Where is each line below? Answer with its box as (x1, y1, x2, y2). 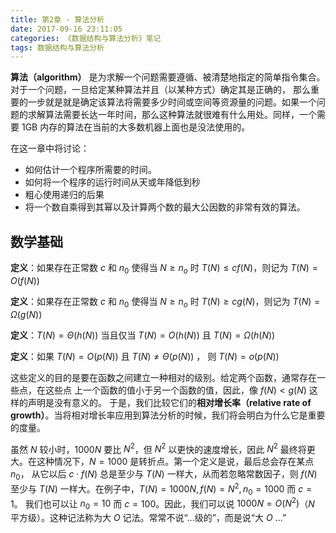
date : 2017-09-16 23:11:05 (10, 24, 123, 34)
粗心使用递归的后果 (24, 189, 105, 201)
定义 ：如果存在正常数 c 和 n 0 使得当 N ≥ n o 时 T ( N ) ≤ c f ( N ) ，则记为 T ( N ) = (10, 262, 318, 276)
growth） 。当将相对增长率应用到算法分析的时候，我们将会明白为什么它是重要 (10, 409, 326, 421)
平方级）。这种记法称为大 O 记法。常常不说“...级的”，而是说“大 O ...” (10, 512, 287, 524)
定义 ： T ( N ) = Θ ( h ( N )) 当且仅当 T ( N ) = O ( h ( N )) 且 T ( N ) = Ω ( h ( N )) (10, 329, 276, 341)
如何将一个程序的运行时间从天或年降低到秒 (24, 176, 201, 188)
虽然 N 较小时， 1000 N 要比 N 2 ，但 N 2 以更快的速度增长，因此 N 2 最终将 (10, 441, 307, 455)
